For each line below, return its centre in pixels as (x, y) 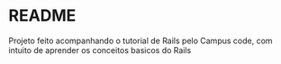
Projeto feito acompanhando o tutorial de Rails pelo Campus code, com (140, 41)
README (42, 16)
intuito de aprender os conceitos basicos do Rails (100, 50)
